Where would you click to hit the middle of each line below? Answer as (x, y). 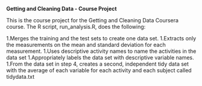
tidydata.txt (21, 77)
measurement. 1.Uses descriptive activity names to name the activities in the (101, 51)
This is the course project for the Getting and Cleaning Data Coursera (93, 20)
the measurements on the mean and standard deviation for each (86, 45)
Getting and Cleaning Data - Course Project (62, 9)
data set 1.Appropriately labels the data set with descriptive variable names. (100, 57)
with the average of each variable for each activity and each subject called (99, 70)
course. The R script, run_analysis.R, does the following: (76, 27)
